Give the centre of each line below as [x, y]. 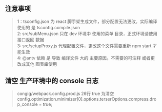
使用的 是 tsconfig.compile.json [49, 27]
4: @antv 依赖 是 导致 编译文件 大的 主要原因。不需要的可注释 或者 [84, 58]
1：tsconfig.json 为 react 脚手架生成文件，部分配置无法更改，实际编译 [87, 21]
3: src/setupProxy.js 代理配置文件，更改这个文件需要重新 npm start [84, 46]
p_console [27, 104]
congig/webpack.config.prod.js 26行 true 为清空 [65, 93]
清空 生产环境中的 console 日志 [52, 81]
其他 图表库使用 [41, 64]
